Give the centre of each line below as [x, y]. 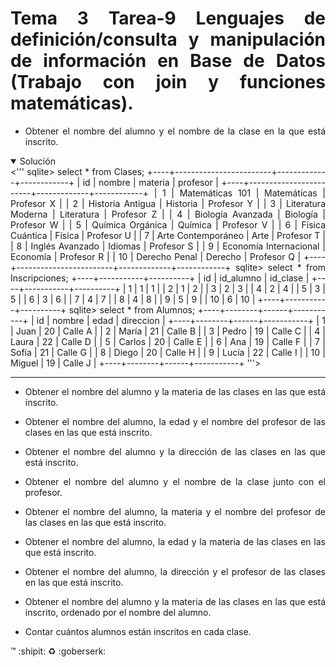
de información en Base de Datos [168, 61]
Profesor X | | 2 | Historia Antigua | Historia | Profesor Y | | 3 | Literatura [168, 203]
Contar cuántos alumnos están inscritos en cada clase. [138, 631]
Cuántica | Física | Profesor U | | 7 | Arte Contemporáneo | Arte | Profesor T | [168, 235]
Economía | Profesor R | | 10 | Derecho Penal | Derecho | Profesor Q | [156, 256]
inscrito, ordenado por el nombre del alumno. [118, 612]
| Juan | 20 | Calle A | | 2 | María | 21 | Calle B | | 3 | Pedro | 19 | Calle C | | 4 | [168, 331]
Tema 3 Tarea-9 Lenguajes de [168, 18]
